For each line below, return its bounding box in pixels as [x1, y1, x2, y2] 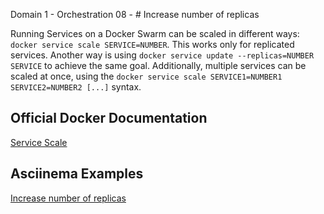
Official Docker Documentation [10, 110, 208, 127]
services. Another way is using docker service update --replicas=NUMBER [10, 49, 315, 61]
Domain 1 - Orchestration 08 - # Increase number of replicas [10, 9, 260, 20]
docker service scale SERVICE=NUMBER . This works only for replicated [10, 39, 295, 50]
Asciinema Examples [10, 165, 144, 183]
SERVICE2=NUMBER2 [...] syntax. [10, 81, 142, 93]
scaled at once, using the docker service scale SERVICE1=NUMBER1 [10, 70, 283, 82]
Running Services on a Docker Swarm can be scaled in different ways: [10, 28, 300, 39]
